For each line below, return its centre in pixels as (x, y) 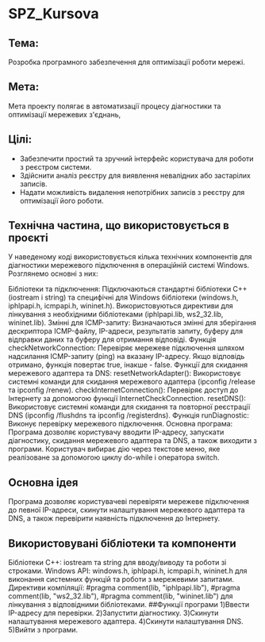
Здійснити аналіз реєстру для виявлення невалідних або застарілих (135, 175)
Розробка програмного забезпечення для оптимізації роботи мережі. (127, 62)
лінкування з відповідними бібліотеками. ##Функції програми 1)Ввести (129, 605)
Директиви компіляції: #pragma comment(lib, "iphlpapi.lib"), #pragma (124, 588)
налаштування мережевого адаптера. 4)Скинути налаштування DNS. (126, 621)
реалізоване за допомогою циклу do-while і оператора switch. (114, 457)
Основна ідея (43, 482)
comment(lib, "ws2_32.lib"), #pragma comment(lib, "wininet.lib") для (121, 596)
